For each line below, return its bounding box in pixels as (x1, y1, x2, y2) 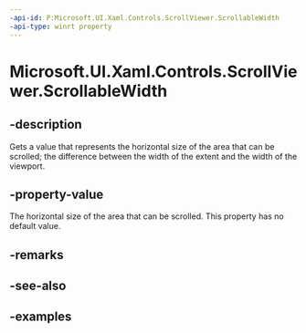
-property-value (9, 186, 104, 202)
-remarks (9, 247, 64, 263)
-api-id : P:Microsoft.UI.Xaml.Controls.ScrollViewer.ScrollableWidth (9, 13, 280, 23)
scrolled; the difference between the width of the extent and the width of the (9, 151, 298, 161)
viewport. (9, 161, 46, 172)
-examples (9, 309, 72, 325)
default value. (9, 221, 61, 232)
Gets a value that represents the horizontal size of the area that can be (9, 140, 275, 151)
